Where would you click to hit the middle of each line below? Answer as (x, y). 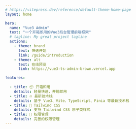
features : (15, 78)
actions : (18, 42)
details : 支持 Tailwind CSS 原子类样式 (52, 110)
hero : (11, 23)
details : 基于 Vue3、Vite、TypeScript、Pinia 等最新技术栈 (72, 101)
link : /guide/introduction (46, 55)
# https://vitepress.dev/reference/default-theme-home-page (68, 10)
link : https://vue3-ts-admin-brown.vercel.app (67, 69)
